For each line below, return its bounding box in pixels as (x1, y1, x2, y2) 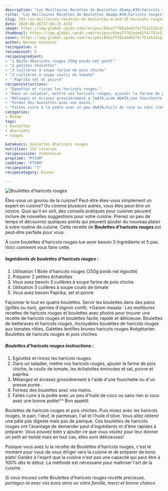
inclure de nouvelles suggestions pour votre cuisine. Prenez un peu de (5, 213, 150, 219)
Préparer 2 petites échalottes (12, 273, 72, 280)
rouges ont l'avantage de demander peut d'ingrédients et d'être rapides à (5, 423, 156, 429)
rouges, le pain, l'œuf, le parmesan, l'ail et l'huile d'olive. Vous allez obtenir (5, 413, 159, 419)
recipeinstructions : (5, 81, 48, 86)
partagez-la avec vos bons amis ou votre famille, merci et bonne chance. (5, 480, 156, 486)
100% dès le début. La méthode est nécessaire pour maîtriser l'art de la (5, 459, 152, 465)
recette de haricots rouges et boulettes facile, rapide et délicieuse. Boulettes (5, 315, 163, 321)
